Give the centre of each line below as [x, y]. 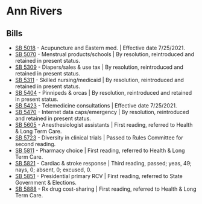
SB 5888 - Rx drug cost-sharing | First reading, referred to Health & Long [106, 189]
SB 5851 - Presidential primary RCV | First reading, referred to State [99, 176]
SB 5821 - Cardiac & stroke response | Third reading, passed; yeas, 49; [103, 163]
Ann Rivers [34, 11]
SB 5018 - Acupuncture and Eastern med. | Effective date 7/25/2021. [100, 48]
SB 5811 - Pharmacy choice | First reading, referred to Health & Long [100, 150]
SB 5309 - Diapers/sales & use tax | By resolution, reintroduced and [99, 67]
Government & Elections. [46, 183]
